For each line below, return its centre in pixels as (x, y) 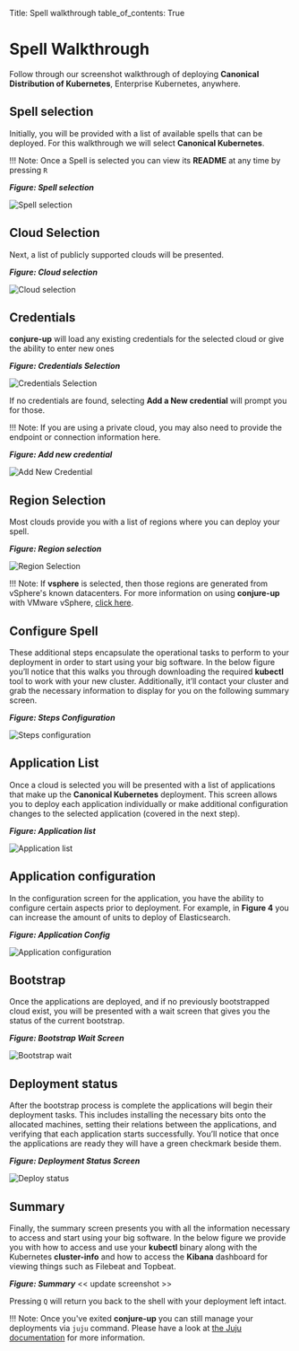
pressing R (28, 170)
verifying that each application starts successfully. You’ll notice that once (144, 1134)
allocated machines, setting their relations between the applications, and (143, 1125)
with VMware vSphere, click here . (72, 603)
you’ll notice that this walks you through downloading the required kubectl (146, 671)
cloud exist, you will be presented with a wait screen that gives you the (140, 1011)
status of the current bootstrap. (67, 1021)
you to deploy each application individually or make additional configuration (149, 803)
